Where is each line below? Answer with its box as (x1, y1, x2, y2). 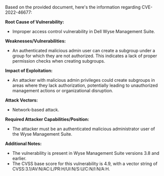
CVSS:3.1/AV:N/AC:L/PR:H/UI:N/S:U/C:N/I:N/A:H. (12, 166, 110, 172)
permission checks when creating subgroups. (12, 58, 105, 64)
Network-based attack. (12, 107, 60, 112)
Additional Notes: (5, 141, 42, 146)
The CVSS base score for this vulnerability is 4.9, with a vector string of (12, 161, 158, 167)
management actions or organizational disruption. (12, 88, 113, 93)
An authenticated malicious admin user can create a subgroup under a (12, 48, 155, 53)
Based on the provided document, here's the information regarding (5, 4, 141, 10)
